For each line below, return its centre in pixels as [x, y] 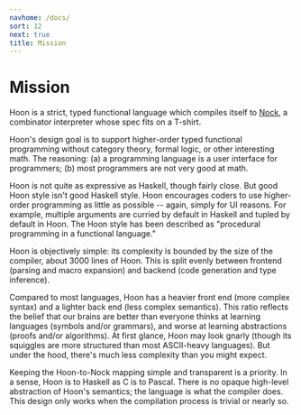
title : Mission [38, 43]
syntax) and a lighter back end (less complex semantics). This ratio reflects [149, 307]
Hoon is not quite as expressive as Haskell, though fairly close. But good [144, 186]
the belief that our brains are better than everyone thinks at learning [135, 317]
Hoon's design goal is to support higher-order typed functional [126, 140]
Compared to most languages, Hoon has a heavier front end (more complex [150, 298]
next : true [30, 34]
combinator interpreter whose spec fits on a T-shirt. [105, 122]
